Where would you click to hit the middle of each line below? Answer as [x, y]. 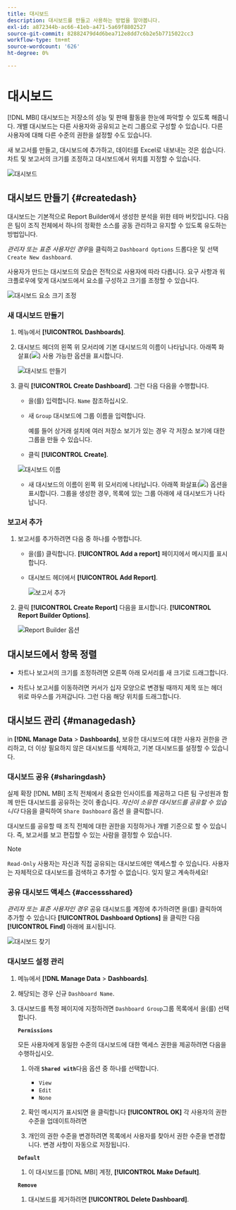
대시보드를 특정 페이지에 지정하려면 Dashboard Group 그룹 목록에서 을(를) [117, 1008]
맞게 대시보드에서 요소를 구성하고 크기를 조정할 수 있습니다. [118, 280]
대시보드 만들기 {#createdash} [72, 198]
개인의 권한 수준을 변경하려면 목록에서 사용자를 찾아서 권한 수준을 [117, 1135]
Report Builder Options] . [54, 616]
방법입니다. [23, 234]
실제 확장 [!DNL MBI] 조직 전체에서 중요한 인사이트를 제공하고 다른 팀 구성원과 [114, 793]
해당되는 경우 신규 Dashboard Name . [66, 993]
